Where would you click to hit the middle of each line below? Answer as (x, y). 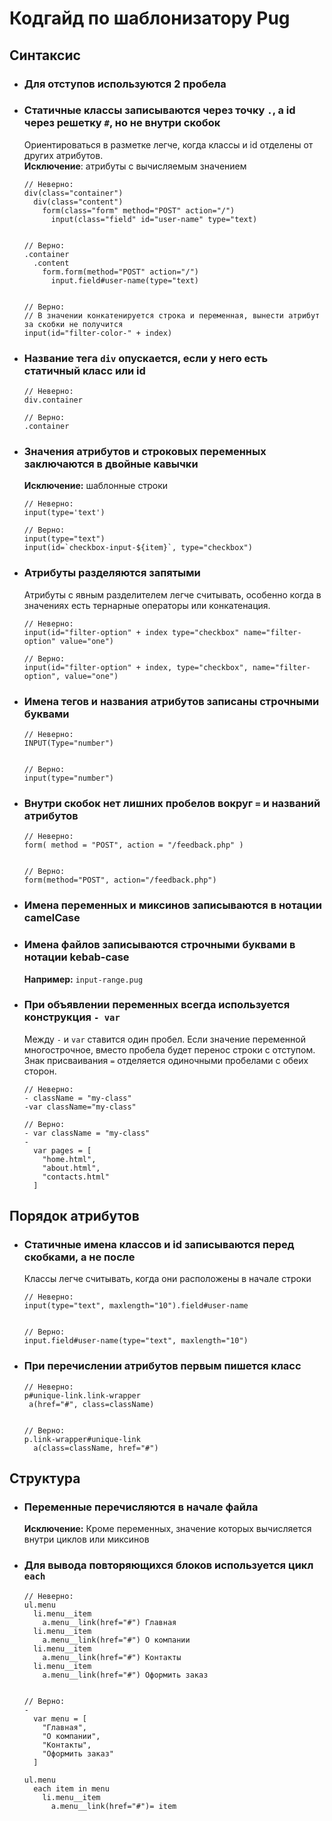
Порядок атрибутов (74, 1216)
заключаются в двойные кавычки (111, 464)
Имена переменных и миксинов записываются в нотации (172, 905)
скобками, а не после (79, 1257)
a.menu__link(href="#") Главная (109, 1622)
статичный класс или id (84, 370)
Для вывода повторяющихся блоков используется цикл (168, 1565)
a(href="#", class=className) (91, 1404)
